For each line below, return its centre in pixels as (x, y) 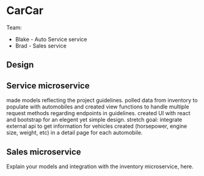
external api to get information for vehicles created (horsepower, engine (97, 126)
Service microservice (48, 86)
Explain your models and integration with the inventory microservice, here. (100, 166)
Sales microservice (44, 152)
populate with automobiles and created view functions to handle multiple (98, 107)
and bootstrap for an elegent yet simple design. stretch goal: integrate (94, 120)
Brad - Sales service (41, 46)
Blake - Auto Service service (51, 39)
